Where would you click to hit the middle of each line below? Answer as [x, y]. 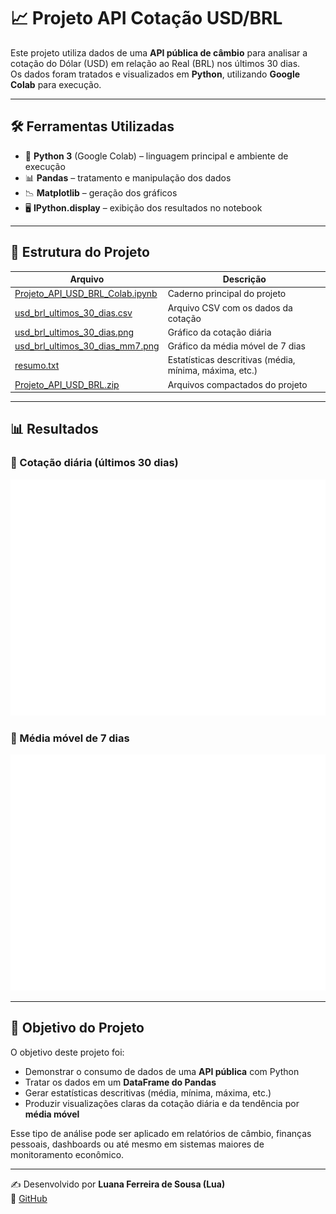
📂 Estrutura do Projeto [80, 252]
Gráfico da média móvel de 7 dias [236, 346]
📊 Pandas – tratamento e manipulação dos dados [128, 177]
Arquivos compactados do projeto [237, 384]
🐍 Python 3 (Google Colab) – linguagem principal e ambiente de [156, 156]
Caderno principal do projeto [227, 294]
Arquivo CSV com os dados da [230, 307]
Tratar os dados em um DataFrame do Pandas [120, 1082]
